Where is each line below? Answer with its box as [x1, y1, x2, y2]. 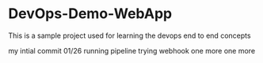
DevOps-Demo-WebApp [8, 5, 173, 23]
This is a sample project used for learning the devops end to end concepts [8, 31, 251, 40]
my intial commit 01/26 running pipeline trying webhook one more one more [8, 46, 256, 55]
